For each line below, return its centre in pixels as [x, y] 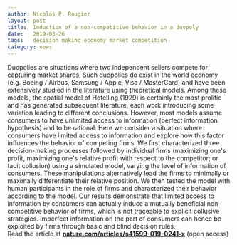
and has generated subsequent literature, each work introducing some [111, 105]
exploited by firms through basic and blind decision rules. [91, 226]
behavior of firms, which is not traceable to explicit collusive [132, 211]
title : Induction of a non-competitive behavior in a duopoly [103, 27]
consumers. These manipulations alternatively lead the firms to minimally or [118, 173]
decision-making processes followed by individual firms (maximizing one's [117, 151]
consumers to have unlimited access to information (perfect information [113, 120]
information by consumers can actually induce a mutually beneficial [106, 203]
